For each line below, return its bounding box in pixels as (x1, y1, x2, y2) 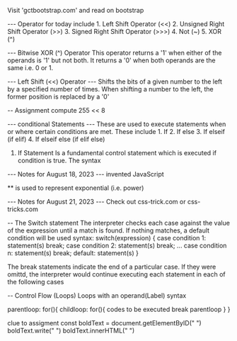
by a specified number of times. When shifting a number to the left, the (7, 85, 214, 93)
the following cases (7, 278, 64, 286)
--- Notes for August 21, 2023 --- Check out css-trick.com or (7, 198, 186, 206)
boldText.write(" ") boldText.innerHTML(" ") (7, 326, 135, 335)
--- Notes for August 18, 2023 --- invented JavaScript (7, 170, 164, 178)
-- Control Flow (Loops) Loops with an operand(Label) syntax (7, 291, 187, 300)
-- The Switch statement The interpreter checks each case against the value (7, 219, 230, 227)
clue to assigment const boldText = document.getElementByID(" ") (7, 319, 202, 327)
